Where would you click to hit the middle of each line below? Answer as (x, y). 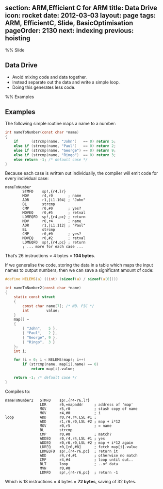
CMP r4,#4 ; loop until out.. (86, 460)
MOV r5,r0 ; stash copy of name (89, 409)
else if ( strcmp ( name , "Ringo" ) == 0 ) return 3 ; (65, 155)
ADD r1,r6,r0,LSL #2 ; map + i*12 (80, 422)
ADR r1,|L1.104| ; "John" (54, 200)
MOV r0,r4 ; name (52, 221)
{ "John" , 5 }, (40, 329)
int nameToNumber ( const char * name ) (42, 132)
